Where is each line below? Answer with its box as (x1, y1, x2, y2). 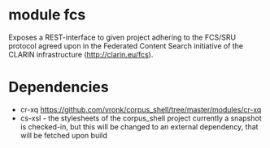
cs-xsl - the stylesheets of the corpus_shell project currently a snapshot (20, 113, 262, 123)
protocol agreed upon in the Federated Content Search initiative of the (8, 40, 244, 50)
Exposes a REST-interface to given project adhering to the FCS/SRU (8, 32, 237, 42)
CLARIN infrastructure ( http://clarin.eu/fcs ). (8, 49, 154, 59)
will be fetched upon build (20, 130, 108, 140)
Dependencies (8, 78, 109, 96)
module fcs (8, 6, 86, 24)
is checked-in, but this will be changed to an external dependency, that (20, 121, 259, 131)
